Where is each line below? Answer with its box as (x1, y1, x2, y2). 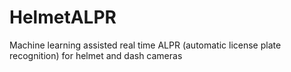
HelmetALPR (9, 6, 117, 29)
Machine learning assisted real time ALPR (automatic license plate (9, 39, 282, 51)
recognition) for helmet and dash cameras (9, 49, 183, 61)
